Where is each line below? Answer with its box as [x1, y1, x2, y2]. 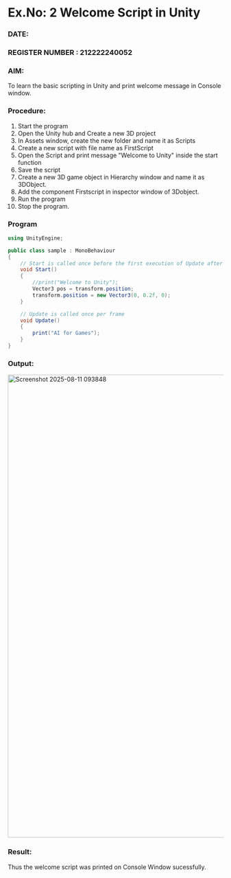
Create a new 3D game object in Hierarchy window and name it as [17, 173, 205, 181]
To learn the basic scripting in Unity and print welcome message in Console [8, 82, 221, 90]
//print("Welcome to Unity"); [32, 279, 119, 286]
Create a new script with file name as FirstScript [17, 143, 154, 152]
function [17, 158, 42, 166]
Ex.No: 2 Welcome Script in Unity [8, 5, 201, 21]
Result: [8, 847, 32, 857]
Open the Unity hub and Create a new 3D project [17, 129, 156, 137]
